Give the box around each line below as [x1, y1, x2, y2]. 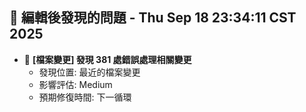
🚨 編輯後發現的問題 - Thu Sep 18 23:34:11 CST [9, 9, 297, 27]
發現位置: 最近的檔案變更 [38, 66, 141, 78]
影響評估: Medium [38, 78, 113, 90]
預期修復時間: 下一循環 [38, 91, 132, 103]
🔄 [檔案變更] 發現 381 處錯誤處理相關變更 [23, 53, 192, 65]
